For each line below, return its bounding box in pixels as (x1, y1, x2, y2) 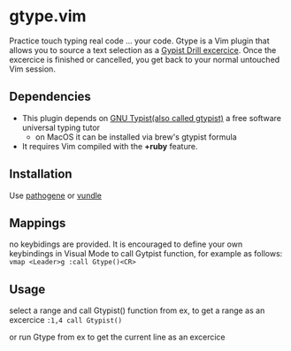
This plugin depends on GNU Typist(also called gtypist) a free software (21, 112, 281, 123)
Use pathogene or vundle (9, 190, 103, 201)
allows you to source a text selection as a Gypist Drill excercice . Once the (9, 44, 277, 55)
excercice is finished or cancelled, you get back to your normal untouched (9, 54, 280, 65)
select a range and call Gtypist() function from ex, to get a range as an (9, 305, 265, 316)
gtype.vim (9, 6, 87, 27)
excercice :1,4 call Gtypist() (9, 315, 122, 325)
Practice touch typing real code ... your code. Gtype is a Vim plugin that (9, 35, 270, 46)
